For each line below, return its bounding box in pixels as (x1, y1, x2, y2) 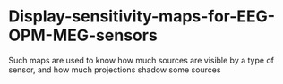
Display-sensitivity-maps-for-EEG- (8, 6, 275, 27)
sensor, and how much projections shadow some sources (8, 64, 221, 75)
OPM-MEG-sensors (8, 25, 158, 46)
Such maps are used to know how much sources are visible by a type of (8, 55, 275, 65)
